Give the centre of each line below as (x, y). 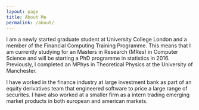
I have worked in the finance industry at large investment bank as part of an (99, 82)
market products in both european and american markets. (77, 101)
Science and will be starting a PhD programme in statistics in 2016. (88, 58)
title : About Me (26, 17)
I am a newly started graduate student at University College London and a (97, 40)
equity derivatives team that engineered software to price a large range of (97, 89)
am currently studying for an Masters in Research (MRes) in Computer (92, 52)
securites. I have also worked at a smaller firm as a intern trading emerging (98, 95)
